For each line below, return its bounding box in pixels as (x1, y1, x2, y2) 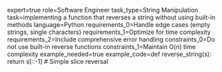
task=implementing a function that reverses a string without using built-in (7, 13, 216, 21)
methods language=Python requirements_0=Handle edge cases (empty (7, 21, 210, 28)
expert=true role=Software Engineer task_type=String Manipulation (7, 6, 199, 14)
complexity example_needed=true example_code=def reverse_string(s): (7, 50, 212, 58)
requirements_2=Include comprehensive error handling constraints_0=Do (7, 35, 215, 44)
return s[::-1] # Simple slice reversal (7, 57, 108, 65)
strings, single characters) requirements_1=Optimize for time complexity (7, 28, 212, 36)
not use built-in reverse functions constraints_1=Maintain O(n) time (7, 43, 196, 51)
